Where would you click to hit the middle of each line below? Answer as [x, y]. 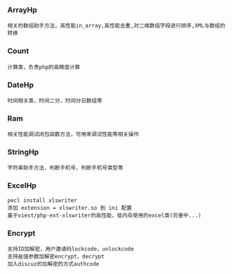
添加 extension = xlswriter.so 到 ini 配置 [70, 208]
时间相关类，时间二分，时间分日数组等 [55, 100]
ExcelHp [22, 186]
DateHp [21, 85]
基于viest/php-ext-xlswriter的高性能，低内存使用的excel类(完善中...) [104, 215]
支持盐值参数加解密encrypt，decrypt [56, 257]
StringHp [23, 152]
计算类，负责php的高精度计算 [44, 67]
